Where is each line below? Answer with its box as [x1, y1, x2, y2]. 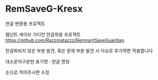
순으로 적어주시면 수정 [5, 69, 50, 75]
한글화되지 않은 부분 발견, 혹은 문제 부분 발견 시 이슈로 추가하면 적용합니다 [5, 47, 153, 54]
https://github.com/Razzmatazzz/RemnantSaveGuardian [5, 37, 125, 43]
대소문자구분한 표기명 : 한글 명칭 [5, 58, 70, 64]
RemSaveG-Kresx [5, 3, 83, 15]
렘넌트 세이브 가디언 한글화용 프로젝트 [5, 31, 81, 37]
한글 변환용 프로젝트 [5, 20, 45, 26]
